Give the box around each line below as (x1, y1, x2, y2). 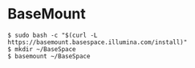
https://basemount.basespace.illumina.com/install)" (7, 38, 188, 46)
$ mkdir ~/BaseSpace (7, 45, 77, 53)
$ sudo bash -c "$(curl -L (7, 31, 98, 39)
